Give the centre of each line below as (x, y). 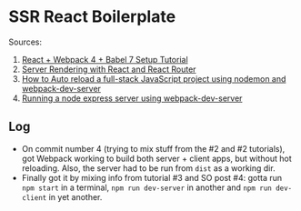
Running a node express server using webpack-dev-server (132, 98)
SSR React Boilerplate (92, 17)
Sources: (25, 42)
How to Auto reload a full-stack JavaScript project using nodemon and (154, 78)
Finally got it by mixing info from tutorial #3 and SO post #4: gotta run (152, 177)
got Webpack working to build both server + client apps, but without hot (156, 158)
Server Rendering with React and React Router (109, 69)
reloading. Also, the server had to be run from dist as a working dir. (148, 168)
